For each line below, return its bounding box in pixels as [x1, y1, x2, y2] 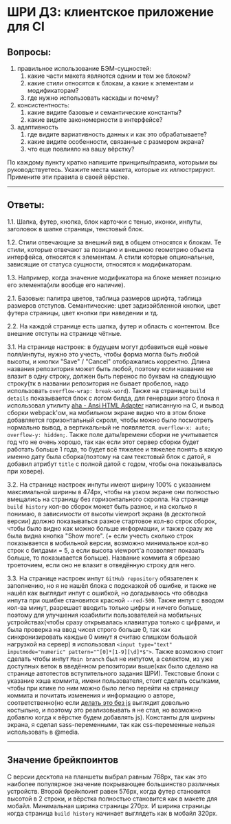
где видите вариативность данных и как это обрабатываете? [27, 130, 208, 138]
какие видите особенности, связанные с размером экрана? [27, 138, 205, 145]
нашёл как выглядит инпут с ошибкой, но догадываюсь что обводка [7, 589, 208, 597]
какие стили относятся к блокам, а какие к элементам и [27, 79, 194, 87]
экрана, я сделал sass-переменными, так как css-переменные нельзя [7, 720, 215, 728]
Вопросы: [7, 46, 52, 58]
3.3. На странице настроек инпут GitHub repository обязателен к [7, 574, 199, 582]
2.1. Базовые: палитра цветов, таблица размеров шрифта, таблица [7, 294, 202, 302]
